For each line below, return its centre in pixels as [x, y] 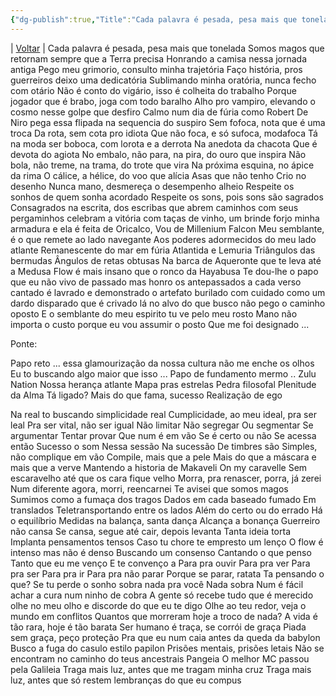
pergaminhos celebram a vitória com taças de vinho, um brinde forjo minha [165, 218]
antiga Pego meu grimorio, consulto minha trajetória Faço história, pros [156, 69]
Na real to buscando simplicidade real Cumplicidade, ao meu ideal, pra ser [163, 414]
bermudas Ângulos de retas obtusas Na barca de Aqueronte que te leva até [166, 260]
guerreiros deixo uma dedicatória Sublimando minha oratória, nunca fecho [163, 80]
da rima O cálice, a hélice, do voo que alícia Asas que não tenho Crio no [158, 175]
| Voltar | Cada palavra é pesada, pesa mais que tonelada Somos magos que [167, 48]
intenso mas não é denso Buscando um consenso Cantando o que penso [161, 552]
